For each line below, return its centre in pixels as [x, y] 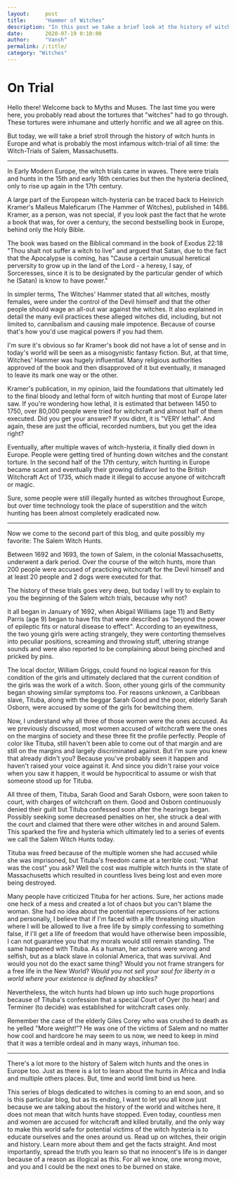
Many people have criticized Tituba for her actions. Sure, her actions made [115, 896]
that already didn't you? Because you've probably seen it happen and [108, 758]
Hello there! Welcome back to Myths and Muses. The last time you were [111, 107]
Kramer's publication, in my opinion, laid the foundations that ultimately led [116, 388]
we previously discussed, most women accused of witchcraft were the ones [117, 728]
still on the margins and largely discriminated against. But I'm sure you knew [117, 750]
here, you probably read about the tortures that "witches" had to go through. [118, 115]
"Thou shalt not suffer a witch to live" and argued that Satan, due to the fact [117, 250]
